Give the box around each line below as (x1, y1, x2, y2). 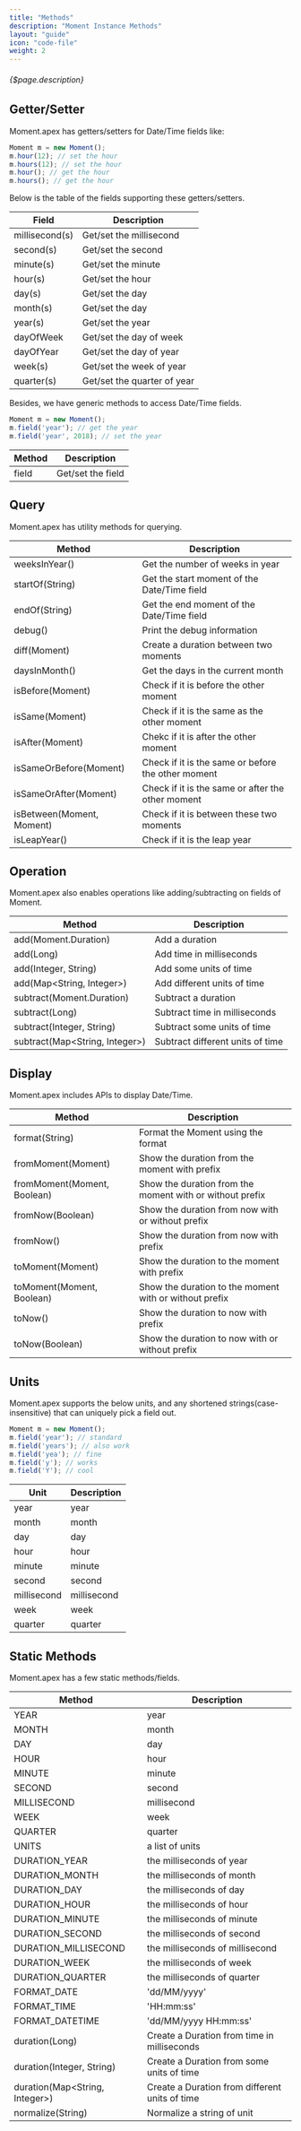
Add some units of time (154, 963, 253, 975)
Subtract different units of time (154, 1035, 284, 1048)
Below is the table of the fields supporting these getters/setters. (9, 193, 245, 204)
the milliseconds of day (146, 1884, 245, 1896)
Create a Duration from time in (146, 2030, 274, 2042)
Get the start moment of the (142, 572, 259, 585)
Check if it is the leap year (142, 833, 252, 845)
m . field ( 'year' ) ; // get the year (9, 423, 139, 432)
